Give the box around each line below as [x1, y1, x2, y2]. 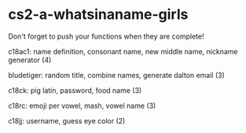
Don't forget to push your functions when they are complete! [8, 31, 204, 41]
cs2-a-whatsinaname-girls [8, 6, 189, 24]
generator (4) [8, 55, 52, 65]
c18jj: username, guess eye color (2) [8, 116, 126, 125]
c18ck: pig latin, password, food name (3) [8, 85, 142, 95]
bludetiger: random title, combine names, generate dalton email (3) [8, 70, 226, 79]
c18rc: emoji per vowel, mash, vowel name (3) [8, 101, 156, 110]
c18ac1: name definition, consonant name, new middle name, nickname [8, 46, 238, 56]
